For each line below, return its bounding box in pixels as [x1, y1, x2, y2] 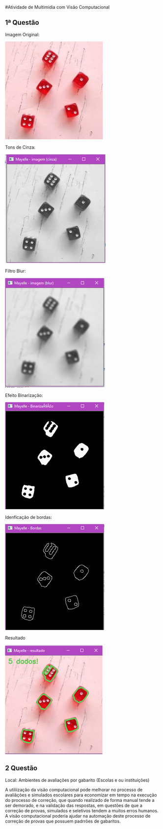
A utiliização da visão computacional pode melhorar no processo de [5, 787, 143, 792]
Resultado [5, 634, 26, 641]
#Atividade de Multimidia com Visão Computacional [5, 4, 109, 10]
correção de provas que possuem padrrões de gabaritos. [5, 818, 121, 824]
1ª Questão [5, 18, 39, 27]
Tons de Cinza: [5, 144, 36, 150]
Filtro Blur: [5, 268, 26, 274]
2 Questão [5, 764, 38, 772]
